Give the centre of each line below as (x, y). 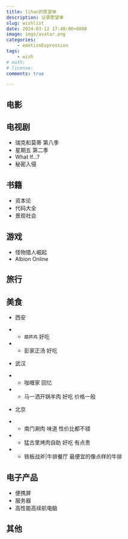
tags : (13, 51)
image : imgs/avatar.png (36, 34)
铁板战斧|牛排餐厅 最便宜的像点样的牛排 (73, 456)
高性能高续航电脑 (36, 508)
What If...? (27, 157)
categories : (21, 40)
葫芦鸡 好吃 (37, 337)
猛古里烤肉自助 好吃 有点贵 (57, 443)
